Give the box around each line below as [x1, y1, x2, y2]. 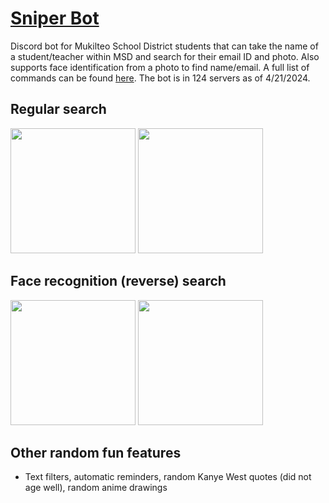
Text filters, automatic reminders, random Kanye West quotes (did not [24, 471, 312, 483]
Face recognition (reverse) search [10, 273, 227, 290]
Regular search [10, 101, 107, 118]
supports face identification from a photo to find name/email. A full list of [10, 61, 310, 73]
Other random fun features [10, 444, 182, 461]
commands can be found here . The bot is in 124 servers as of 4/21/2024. [10, 72, 311, 84]
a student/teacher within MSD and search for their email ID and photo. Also [10, 50, 320, 62]
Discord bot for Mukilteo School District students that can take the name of [10, 40, 319, 52]
